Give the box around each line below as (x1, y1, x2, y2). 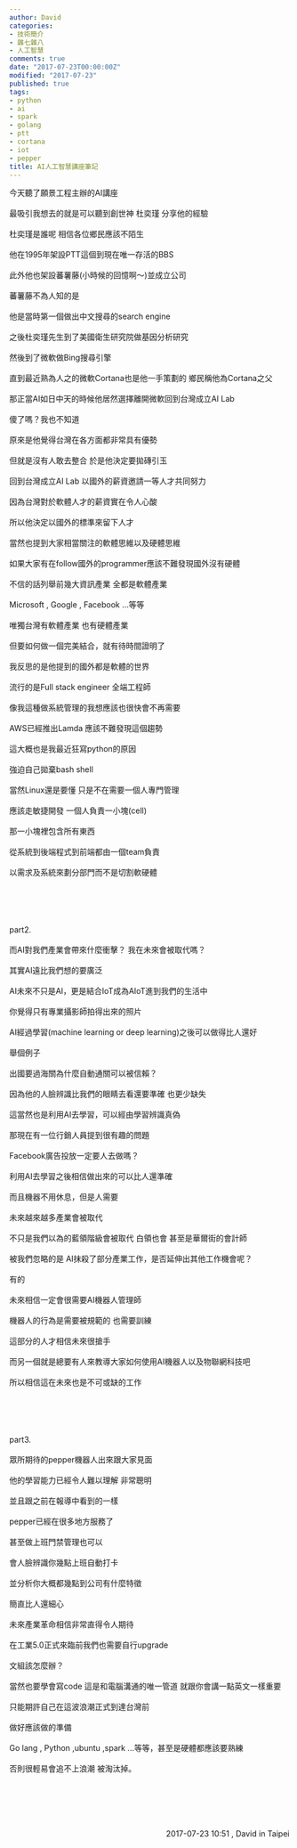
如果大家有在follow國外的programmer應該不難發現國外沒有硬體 (9, 558, 241, 569)
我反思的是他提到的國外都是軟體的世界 (9, 661, 149, 672)
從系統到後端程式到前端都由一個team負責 (9, 847, 160, 858)
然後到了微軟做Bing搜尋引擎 (9, 353, 112, 363)
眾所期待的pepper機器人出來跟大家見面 (9, 1454, 153, 1465)
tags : (9, 87, 29, 96)
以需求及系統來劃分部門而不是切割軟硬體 (9, 867, 157, 878)
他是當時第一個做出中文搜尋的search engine (9, 311, 171, 322)
